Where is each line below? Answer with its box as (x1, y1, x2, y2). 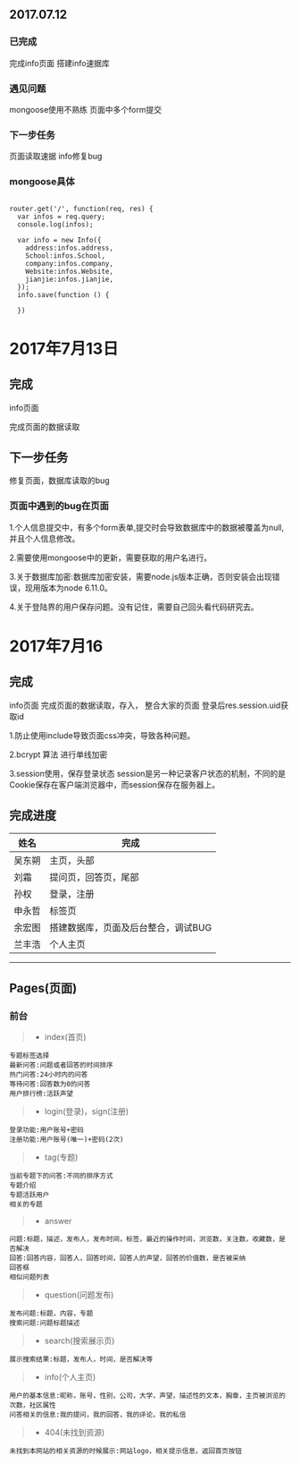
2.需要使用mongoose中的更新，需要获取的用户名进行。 (9, 552, 212, 563)
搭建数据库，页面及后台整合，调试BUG (49, 921, 212, 933)
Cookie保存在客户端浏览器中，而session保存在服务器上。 (9, 779, 221, 790)
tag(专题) (44, 1152, 79, 1162)
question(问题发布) (44, 1290, 114, 1300)
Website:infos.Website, (25, 267, 114, 276)
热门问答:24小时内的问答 (9, 1070, 88, 1079)
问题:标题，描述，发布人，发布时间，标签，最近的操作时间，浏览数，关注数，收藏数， (9, 1235, 279, 1244)
